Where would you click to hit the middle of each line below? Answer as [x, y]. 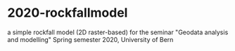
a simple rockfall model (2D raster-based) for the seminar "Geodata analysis [118, 32]
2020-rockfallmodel [68, 13]
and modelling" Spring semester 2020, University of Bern [90, 39]
